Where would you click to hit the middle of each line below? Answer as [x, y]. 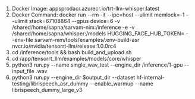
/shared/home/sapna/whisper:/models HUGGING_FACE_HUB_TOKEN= [98, 34]
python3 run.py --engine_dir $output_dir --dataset [73, 77]
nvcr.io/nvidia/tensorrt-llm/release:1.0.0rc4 [64, 46]
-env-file [23, 40]
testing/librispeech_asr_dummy [50, 84]
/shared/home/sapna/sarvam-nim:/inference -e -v [73, 27]
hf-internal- [150, 77]
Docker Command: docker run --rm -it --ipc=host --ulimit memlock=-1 [98, 15]
